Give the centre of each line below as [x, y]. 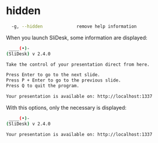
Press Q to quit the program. [43, 86]
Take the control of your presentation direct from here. [78, 64]
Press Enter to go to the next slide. [53, 75]
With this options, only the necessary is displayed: [66, 107]
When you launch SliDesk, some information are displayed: [77, 38]
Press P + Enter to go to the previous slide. [64, 80]
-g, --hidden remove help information [74, 26]
